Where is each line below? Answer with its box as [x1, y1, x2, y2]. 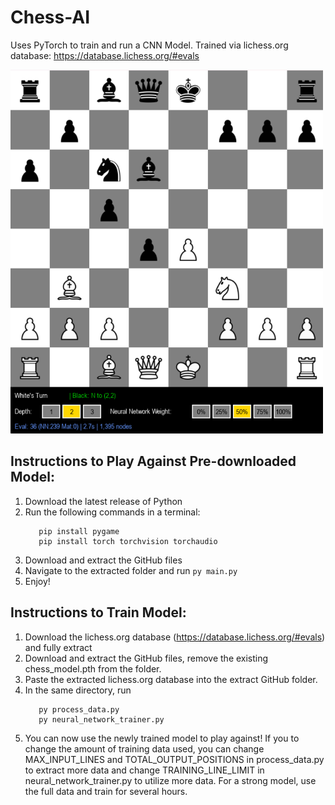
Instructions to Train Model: [10, 604, 187, 621]
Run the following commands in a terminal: [24, 506, 201, 518]
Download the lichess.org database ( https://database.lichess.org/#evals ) [24, 631, 326, 643]
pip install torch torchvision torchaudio [38, 536, 218, 546]
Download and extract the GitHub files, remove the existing [24, 652, 269, 664]
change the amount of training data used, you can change [24, 742, 265, 755]
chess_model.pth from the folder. [24, 662, 162, 675]
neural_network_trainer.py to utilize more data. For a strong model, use [24, 774, 317, 786]
